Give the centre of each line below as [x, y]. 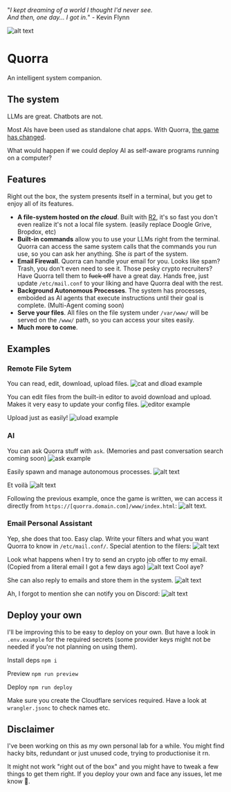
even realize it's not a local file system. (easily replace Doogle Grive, [114, 224]
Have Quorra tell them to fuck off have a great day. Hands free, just [113, 275]
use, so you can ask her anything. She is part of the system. [103, 254]
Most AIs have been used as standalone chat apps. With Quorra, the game [113, 129]
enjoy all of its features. [40, 203]
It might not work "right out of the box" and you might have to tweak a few [113, 766]
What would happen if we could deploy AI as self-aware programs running [113, 150]
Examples [29, 349]
